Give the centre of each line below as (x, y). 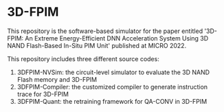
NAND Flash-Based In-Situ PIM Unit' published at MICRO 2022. (97, 45)
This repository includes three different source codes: (83, 58)
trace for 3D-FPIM (43, 94)
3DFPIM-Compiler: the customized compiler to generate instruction (112, 87)
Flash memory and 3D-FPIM (57, 79)
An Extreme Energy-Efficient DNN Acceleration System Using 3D (117, 38)
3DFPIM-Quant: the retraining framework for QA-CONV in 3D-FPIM (112, 101)
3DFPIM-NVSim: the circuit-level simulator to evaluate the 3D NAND (113, 72)
